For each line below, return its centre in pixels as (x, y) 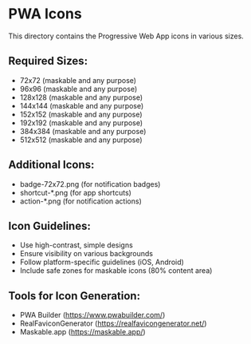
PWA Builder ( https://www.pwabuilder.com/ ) (92, 315)
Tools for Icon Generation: (75, 296)
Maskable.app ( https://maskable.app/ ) (82, 332)
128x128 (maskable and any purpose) (81, 97)
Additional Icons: (51, 165)
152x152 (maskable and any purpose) (81, 114)
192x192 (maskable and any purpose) (81, 123)
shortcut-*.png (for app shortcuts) (75, 192)
